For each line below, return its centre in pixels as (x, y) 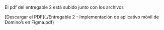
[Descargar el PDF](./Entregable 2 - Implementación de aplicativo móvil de (82, 17)
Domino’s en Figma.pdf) (29, 22)
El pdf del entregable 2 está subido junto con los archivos (64, 7)
